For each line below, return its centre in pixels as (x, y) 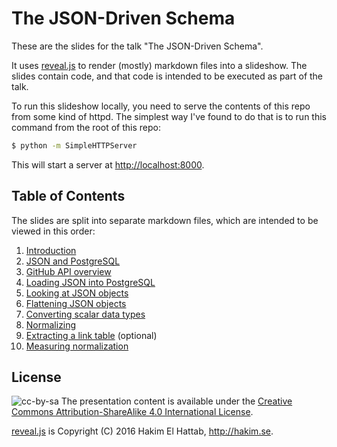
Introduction (51, 250)
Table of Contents (68, 196)
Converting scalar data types (85, 314)
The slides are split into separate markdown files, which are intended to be (165, 220)
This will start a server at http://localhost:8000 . (108, 164)
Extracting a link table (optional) (91, 335)
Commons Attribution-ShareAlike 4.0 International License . (132, 412)
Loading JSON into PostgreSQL (90, 282)
